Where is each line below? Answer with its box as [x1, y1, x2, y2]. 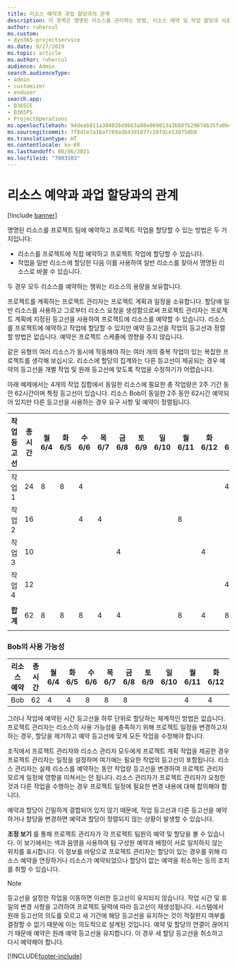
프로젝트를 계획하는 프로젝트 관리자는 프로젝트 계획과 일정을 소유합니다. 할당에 [7, 297, 222, 306]
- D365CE [7, 102, 33, 109]
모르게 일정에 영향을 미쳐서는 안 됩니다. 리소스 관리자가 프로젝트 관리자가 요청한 [7, 774, 226, 782]
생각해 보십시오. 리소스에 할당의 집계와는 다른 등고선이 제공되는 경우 [31, 356, 219, 364]
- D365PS [7, 109, 33, 116]
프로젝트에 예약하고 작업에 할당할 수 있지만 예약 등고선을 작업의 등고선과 [14, 323, 213, 332]
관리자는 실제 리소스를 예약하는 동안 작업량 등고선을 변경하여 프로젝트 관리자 [14, 764, 224, 773]
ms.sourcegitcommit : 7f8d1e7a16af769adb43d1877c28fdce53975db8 [7, 128, 197, 136]
